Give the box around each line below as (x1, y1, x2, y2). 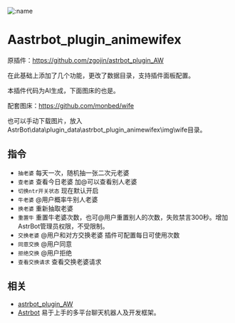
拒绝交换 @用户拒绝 (17, 248, 73, 257)
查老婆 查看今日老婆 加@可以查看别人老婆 (17, 177, 137, 186)
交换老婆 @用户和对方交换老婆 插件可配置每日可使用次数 (17, 231, 180, 239)
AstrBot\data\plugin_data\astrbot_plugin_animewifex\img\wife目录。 (7, 125, 207, 134)
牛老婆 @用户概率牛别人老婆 (17, 195, 98, 203)
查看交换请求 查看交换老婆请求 (17, 257, 102, 266)
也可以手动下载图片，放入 (7, 116, 83, 125)
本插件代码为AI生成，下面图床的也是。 (7, 86, 120, 95)
